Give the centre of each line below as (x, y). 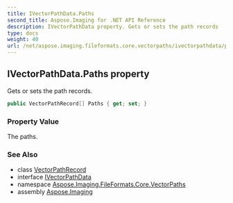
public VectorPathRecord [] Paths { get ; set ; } (77, 104)
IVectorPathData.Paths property (78, 74)
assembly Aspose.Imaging (55, 192)
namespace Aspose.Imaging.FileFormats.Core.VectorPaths (101, 184)
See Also (23, 154)
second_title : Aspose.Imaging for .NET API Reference (87, 20)
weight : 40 (23, 40)
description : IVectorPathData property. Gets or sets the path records (113, 26)
